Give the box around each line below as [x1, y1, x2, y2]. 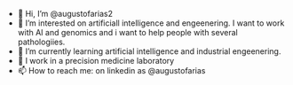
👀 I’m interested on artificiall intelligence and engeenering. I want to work [17, 18, 285, 28]
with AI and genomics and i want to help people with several [17, 27, 238, 37]
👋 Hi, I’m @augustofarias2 [17, 9, 114, 19]
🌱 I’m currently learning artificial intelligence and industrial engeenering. [17, 46, 281, 57]
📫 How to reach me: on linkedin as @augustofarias [17, 66, 206, 75]
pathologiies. [17, 36, 66, 47]
